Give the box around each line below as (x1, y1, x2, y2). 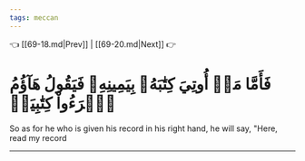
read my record (9, 132, 67, 143)
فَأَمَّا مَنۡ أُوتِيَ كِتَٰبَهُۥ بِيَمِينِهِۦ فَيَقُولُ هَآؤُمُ (9, 73, 271, 94)
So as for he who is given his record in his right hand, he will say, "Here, (9, 123, 279, 134)
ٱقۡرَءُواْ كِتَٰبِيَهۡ (9, 92, 116, 113)
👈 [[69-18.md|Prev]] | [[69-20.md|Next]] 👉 (9, 38, 177, 50)
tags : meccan (9, 13, 59, 23)
